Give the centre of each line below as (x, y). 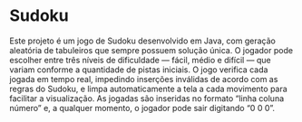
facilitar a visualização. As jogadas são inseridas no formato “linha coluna (147, 98)
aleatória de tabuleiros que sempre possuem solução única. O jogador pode (151, 50)
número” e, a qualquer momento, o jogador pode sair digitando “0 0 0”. (142, 108)
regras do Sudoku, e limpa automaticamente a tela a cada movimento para (148, 89)
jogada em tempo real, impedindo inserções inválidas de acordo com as (144, 79)
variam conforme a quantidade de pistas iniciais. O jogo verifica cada (139, 70)
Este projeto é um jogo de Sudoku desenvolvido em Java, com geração (143, 41)
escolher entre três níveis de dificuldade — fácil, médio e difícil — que (140, 60)
